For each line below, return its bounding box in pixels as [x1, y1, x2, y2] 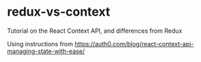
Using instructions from [7, 40, 74, 48]
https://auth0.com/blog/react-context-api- [74, 40, 194, 48]
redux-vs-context [7, 4, 111, 20]
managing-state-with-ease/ [7, 47, 85, 55]
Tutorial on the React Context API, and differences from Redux [7, 27, 183, 35]
